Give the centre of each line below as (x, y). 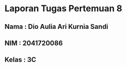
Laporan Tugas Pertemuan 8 (63, 9)
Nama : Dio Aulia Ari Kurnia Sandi (56, 27)
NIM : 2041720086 (34, 43)
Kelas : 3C (20, 60)
